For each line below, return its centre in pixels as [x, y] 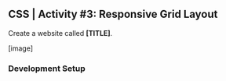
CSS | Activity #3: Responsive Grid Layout [113, 14]
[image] [21, 48]
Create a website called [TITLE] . [60, 33]
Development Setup [47, 69]
